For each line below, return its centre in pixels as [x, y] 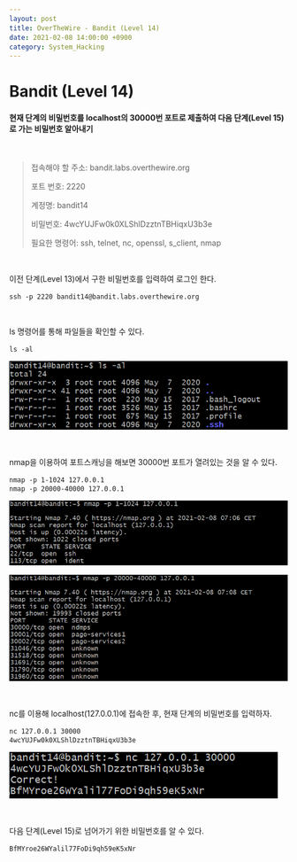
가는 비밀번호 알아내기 [56, 129]
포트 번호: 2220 [58, 186]
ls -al [21, 349]
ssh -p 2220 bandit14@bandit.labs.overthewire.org [104, 297]
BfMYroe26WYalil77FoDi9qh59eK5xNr [73, 849]
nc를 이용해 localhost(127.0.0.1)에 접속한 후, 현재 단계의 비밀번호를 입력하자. [141, 713]
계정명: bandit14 [59, 205]
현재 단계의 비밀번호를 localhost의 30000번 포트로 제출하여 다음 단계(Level [141, 118]
